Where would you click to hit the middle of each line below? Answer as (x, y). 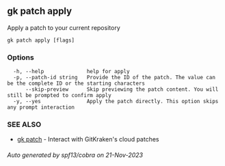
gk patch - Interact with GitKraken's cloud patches (88, 139)
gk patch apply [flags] (41, 40)
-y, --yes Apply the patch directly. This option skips (116, 102)
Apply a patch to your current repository (64, 27)
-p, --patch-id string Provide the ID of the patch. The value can (114, 78)
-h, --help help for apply (71, 72)
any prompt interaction (41, 108)
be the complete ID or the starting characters (76, 84)
